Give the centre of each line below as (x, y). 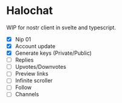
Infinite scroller (34, 80)
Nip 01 (23, 39)
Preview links (32, 74)
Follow (23, 87)
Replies (24, 60)
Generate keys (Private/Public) (53, 53)
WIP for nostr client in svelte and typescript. (61, 27)
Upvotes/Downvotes (41, 67)
